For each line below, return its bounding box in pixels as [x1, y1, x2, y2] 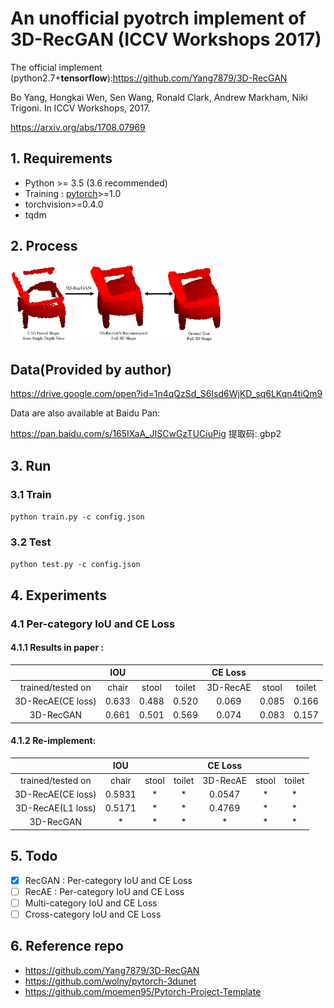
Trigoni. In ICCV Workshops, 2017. [10, 102, 151, 114]
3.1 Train [10, 487, 52, 501]
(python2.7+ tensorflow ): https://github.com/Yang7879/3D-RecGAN [10, 72, 288, 84]
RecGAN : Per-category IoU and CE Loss [24, 874, 193, 886]
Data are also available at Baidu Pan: [10, 407, 161, 419]
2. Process [10, 238, 78, 255]
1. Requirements [10, 150, 113, 167]
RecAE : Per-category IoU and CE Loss [24, 885, 185, 897]
